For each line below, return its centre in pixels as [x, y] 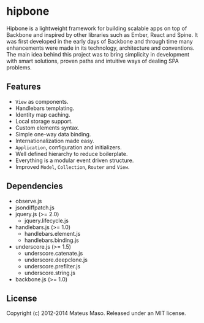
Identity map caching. [43, 114]
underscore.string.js [50, 273]
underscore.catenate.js [54, 253]
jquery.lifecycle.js [47, 220]
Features [24, 87]
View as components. [42, 101]
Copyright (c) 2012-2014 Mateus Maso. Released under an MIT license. [96, 313]
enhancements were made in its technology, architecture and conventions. [100, 48]
